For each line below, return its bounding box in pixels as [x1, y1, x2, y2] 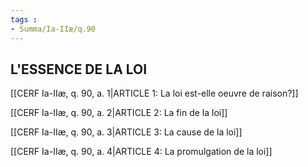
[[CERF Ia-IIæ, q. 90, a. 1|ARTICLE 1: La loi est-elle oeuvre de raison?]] [10, 87, 299, 100]
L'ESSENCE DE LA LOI [10, 61, 148, 78]
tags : [10, 14, 38, 25]
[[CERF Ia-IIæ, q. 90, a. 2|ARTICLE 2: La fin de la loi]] [10, 107, 228, 119]
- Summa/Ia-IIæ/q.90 [10, 24, 97, 34]
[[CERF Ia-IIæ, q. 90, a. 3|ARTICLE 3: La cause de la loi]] [10, 126, 243, 138]
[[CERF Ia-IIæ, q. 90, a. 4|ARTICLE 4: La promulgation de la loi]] [10, 146, 273, 158]
